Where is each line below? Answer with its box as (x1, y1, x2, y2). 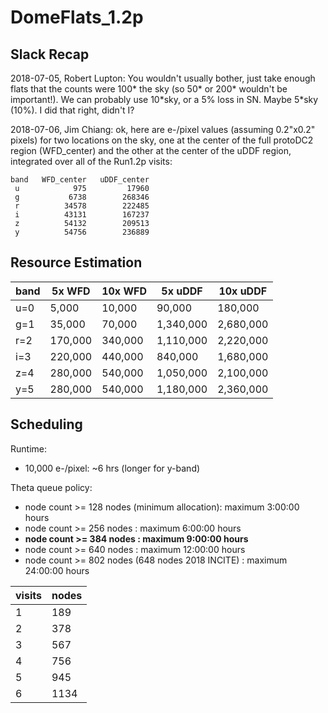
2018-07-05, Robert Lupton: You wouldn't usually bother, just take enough (10, 72, 316, 84)
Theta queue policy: (10, 481, 93, 493)
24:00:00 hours (24, 564, 90, 576)
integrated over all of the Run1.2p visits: (10, 156, 173, 167)
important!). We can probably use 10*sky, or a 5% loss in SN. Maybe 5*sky (10, 94, 319, 105)
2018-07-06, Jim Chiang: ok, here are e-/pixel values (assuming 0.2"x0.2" (10, 124, 316, 135)
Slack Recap (10, 46, 90, 63)
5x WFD (51, 284, 91, 298)
